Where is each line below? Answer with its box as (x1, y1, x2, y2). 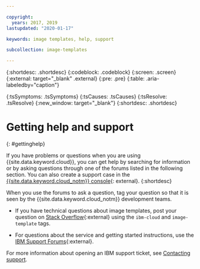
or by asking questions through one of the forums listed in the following (6, 165, 183, 172)
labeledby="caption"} (6, 82, 59, 89)
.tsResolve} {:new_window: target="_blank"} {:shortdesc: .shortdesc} (6, 100, 177, 107)
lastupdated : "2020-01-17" (6, 25, 74, 31)
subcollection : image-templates (6, 47, 87, 53)
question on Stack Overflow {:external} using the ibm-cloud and (14, 214, 171, 221)
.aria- (146, 75, 160, 82)
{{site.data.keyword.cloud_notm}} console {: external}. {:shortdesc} (6, 178, 172, 185)
